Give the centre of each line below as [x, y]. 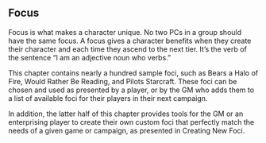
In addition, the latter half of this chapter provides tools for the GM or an [126, 114]
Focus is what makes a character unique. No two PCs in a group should [125, 32]
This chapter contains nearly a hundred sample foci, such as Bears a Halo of [133, 73]
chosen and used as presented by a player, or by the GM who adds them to [131, 90]
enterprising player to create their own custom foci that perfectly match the [131, 122]
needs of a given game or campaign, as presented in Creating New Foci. [127, 130]
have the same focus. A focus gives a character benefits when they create [130, 41]
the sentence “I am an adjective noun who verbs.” [90, 57]
